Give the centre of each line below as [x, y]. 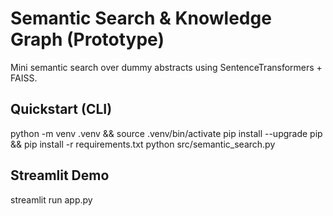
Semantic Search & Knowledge [141, 18]
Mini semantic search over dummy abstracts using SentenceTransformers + [166, 67]
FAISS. [24, 78]
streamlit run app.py [51, 199]
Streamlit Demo [60, 175]
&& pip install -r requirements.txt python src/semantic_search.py [143, 144]
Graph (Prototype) [87, 39]
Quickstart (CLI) [61, 109]
